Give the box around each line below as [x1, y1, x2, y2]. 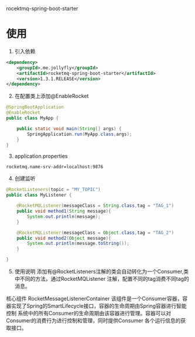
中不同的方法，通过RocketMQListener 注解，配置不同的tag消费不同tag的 [14, 275, 189, 282]
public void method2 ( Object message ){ [16, 235, 111, 241]
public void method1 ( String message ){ [16, 208, 111, 215]
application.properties [14, 152, 69, 160]
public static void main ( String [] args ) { [16, 125, 122, 131]
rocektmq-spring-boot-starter [6, 5, 78, 12]
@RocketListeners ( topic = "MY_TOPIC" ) [6, 187, 101, 193]
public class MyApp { [6, 115, 59, 121]
